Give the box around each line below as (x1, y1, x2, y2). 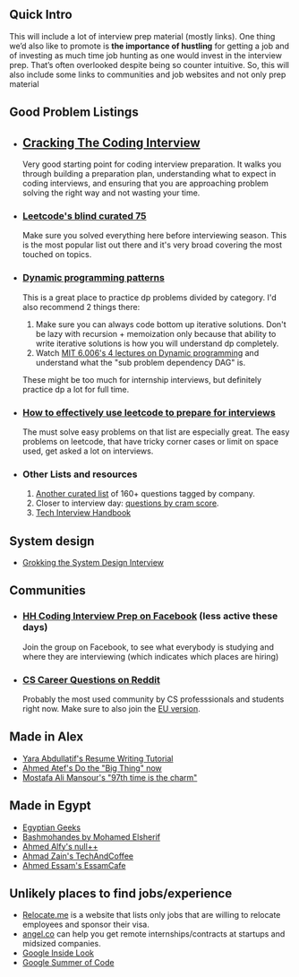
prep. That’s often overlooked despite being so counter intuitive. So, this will (9, 59, 289, 70)
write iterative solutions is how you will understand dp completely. (35, 338, 279, 349)
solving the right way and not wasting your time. (21, 187, 201, 198)
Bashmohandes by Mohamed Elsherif (21, 831, 161, 842)
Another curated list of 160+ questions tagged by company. (35, 488, 255, 499)
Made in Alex (9, 730, 83, 745)
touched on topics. (21, 249, 92, 260)
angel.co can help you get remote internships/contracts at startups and (21, 929, 286, 939)
